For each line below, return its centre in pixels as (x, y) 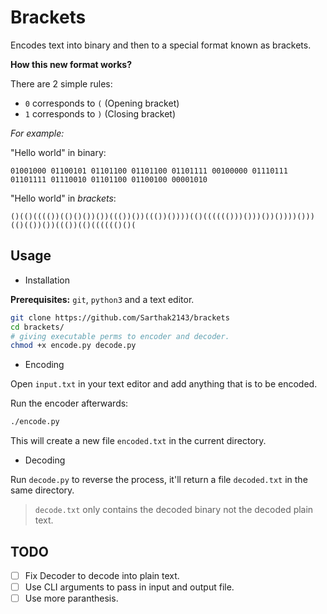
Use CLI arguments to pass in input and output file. (129, 587)
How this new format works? (71, 64)
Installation (47, 280)
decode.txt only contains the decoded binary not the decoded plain (174, 510)
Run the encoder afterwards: (69, 403)
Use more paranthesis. (71, 598)
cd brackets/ (37, 327)
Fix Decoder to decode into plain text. (102, 575)
